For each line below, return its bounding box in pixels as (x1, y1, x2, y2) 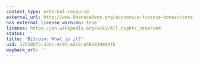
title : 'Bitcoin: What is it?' (6, 36, 84, 42)
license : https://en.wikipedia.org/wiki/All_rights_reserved (6, 25, 161, 31)
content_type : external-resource (6, 8, 89, 15)
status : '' (6, 31, 33, 37)
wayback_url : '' (6, 47, 46, 53)
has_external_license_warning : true (6, 19, 97, 25)
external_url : (6, 14, 42, 20)
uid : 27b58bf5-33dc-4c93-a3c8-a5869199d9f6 (6, 42, 116, 48)
